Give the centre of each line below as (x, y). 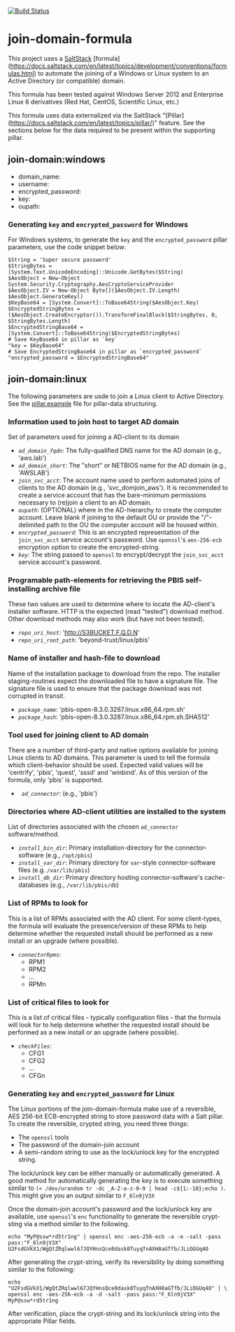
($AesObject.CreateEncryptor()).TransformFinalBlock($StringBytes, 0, (113, 315)
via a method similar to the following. (77, 1224)
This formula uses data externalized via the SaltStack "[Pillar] (96, 115)
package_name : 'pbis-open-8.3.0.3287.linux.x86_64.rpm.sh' (101, 709)
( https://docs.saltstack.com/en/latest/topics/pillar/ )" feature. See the (107, 122)
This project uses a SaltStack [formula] (64, 58)
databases (33, 885)
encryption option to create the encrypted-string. (89, 547)
